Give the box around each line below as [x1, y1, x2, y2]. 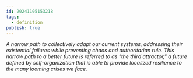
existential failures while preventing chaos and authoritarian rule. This [6, 47, 175, 54]
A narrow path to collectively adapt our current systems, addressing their [6, 41, 183, 48]
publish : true [6, 24, 41, 31]
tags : [6, 14, 19, 20]
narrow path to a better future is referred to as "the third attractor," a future [6, 53, 188, 60]
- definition [11, 19, 43, 25]
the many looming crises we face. [6, 65, 87, 73]
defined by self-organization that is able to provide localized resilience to [6, 59, 183, 66]
